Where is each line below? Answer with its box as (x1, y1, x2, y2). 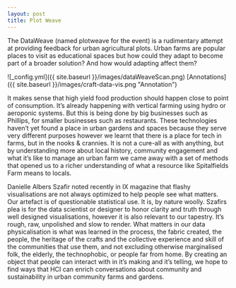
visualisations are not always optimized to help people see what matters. (7, 190, 219, 198)
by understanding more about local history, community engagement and (7, 146, 218, 155)
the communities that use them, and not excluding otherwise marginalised (7, 242, 223, 251)
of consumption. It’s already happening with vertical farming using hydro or (7, 101, 226, 109)
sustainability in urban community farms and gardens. (7, 272, 165, 281)
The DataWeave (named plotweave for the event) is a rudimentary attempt (7, 36, 223, 44)
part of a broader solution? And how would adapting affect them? (7, 59, 198, 67)
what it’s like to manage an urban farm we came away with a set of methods (7, 153, 229, 162)
